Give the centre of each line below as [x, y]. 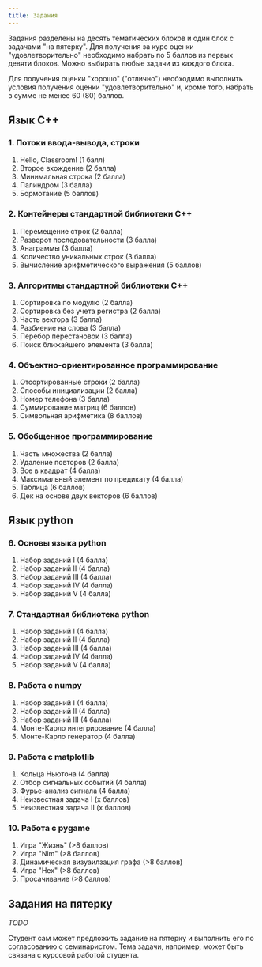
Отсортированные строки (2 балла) [80, 382]
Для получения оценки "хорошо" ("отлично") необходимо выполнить [125, 78]
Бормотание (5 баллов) [59, 194]
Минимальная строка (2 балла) [73, 177]
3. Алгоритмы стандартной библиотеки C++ [98, 285]
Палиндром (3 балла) [56, 185]
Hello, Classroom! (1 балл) [62, 160]
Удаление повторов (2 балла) [69, 462]
